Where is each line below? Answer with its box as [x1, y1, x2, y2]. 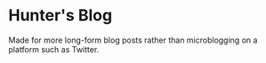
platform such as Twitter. [8, 43, 100, 54]
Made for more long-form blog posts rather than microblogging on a [8, 35, 258, 45]
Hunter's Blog [8, 5, 113, 26]
